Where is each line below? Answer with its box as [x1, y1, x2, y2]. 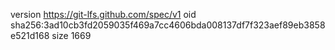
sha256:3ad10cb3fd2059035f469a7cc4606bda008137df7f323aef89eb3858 [10, 19, 326, 31]
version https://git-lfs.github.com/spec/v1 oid [10, 9, 197, 20]
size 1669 [51, 30, 92, 41]
